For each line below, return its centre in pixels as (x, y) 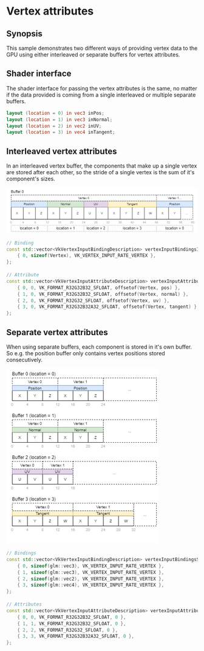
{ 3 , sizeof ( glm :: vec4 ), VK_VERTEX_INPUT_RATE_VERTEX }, (91, 585)
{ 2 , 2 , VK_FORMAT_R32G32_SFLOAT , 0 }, (68, 630)
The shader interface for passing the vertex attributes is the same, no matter (102, 88)
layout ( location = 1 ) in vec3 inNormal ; (59, 120)
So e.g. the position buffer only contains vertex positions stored (86, 353)
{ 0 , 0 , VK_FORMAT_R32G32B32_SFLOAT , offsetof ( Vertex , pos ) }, (99, 288)
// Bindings (21, 553)
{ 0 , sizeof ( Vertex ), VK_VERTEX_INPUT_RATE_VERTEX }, (87, 256)
